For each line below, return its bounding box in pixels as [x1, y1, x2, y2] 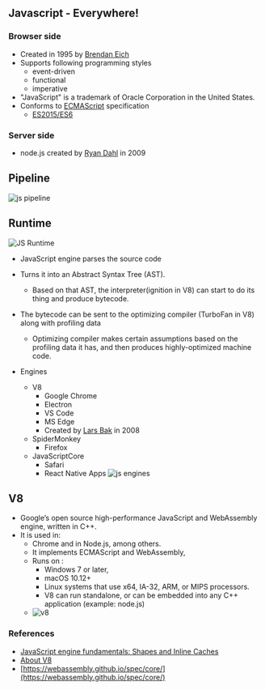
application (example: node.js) [44, 599, 145, 609]
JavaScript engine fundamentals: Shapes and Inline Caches [19, 646, 219, 656]
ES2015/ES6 [32, 109, 74, 119]
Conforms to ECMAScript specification [19, 100, 149, 110]
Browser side [8, 31, 61, 42]
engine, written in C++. [19, 522, 97, 531]
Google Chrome [44, 390, 98, 400]
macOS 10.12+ [44, 573, 91, 583]
